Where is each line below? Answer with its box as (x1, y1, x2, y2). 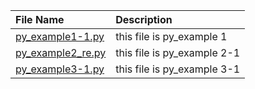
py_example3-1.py (15, 62, 105, 76)
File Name (15, 13, 65, 26)
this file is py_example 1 (115, 30, 228, 43)
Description (115, 13, 173, 26)
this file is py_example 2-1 (115, 46, 241, 59)
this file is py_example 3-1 (115, 62, 241, 76)
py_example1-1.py (15, 30, 105, 43)
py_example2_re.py (15, 46, 107, 59)
